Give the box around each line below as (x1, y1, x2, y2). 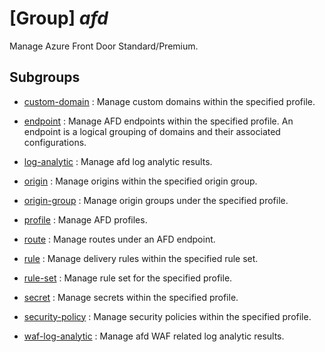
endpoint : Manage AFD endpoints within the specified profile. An (23, 115, 294, 127)
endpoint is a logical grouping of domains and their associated (23, 125, 281, 137)
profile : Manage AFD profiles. (23, 213, 148, 226)
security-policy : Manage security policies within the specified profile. (23, 310, 312, 322)
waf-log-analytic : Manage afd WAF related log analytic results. (23, 330, 285, 342)
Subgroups (9, 69, 81, 86)
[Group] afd (9, 7, 109, 30)
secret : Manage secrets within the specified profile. (23, 291, 239, 303)
